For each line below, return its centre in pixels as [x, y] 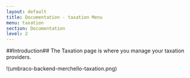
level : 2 [17, 34]
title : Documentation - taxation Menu [54, 17]
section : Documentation [36, 28]
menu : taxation [25, 23]
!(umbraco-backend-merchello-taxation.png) [62, 68]
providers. [19, 57]
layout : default [26, 12]
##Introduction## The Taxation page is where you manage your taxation [95, 51]
